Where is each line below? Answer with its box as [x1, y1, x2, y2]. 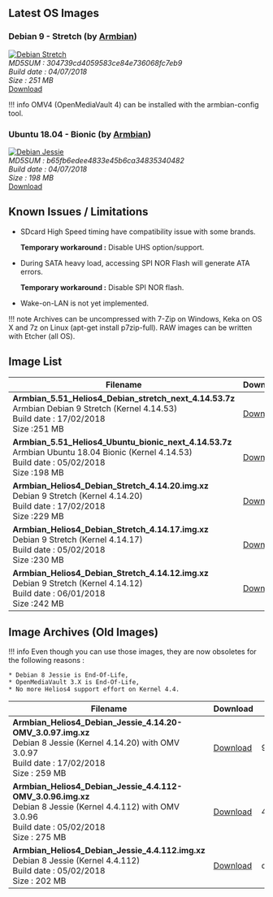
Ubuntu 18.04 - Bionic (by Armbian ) [8, 128, 152, 140]
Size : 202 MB [12, 875, 67, 886]
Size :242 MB [12, 597, 65, 609]
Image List [8, 355, 63, 369]
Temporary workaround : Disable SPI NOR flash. [19, 282, 184, 292]
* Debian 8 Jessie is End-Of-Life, [8, 671, 129, 679]
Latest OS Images [8, 6, 100, 20]
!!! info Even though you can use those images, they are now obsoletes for [8, 647, 258, 656]
